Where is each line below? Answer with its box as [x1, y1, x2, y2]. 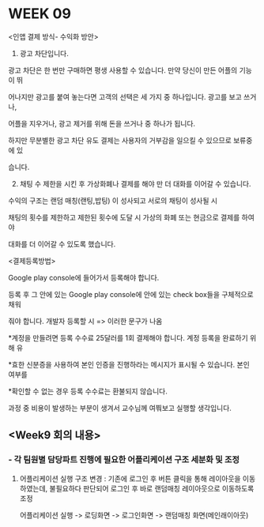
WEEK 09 [8, 5, 71, 23]
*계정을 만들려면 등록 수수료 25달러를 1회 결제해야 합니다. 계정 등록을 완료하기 [8, 333, 249, 342]
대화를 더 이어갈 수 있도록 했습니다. [8, 239, 116, 249]
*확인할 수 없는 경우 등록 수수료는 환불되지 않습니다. [8, 386, 168, 396]
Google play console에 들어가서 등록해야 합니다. [8, 273, 160, 282]
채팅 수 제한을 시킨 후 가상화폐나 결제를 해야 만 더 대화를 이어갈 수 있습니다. [19, 179, 251, 188]
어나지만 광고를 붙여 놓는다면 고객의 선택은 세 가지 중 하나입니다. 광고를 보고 [8, 92, 243, 101]
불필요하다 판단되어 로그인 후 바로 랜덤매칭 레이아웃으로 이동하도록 [49, 484, 255, 493]
